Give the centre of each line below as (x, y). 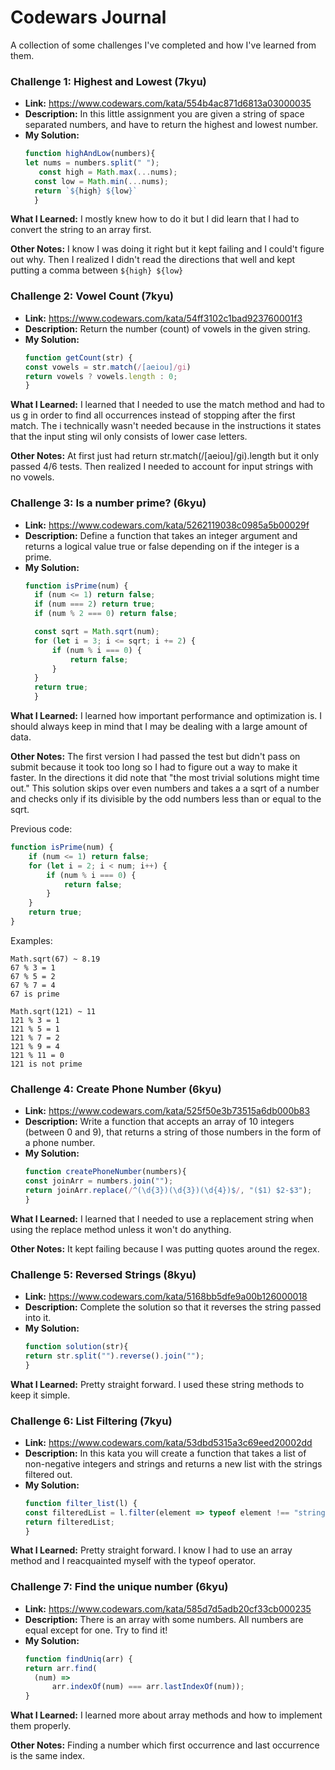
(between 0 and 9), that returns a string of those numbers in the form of (173, 1132)
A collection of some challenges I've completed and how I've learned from (163, 45)
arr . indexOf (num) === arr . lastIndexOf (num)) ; (148, 1687)
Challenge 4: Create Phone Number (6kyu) (116, 1089)
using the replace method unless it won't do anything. (121, 1229)
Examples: (31, 940)
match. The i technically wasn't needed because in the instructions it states (166, 426)
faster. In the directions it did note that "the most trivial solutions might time (165, 778)
